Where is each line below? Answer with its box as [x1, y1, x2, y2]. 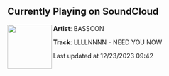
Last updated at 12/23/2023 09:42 [53, 51, 154, 60]
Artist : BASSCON [53, 24, 104, 32]
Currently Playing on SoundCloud [7, 6, 159, 18]
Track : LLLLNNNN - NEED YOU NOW [53, 38, 163, 46]
